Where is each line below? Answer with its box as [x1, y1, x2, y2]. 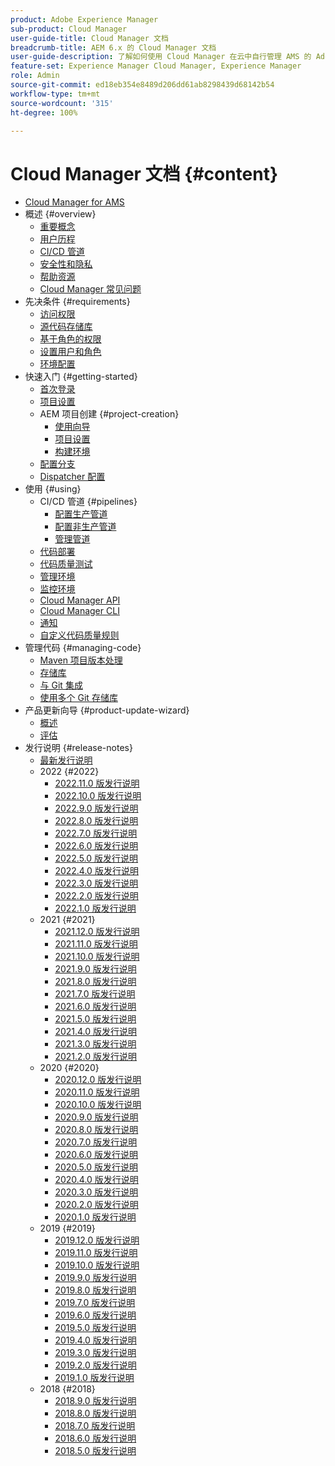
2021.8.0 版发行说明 [54, 976, 137, 988]
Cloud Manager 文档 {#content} [10, 162, 279, 185]
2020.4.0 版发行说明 [54, 1174, 139, 1186]
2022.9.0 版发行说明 [54, 802, 139, 815]
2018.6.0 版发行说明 [54, 1432, 137, 1445]
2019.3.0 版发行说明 [54, 1347, 137, 1359]
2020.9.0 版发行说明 [54, 1111, 139, 1123]
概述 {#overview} [24, 208, 97, 220]
